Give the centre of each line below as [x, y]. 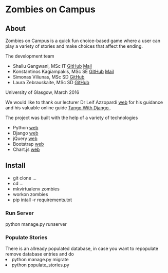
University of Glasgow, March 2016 [42, 92]
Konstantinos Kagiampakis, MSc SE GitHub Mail [63, 71]
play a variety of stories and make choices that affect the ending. [74, 46]
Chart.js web [26, 149]
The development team [30, 56]
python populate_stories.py [41, 265]
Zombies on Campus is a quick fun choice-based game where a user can [83, 41]
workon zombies [30, 194]
